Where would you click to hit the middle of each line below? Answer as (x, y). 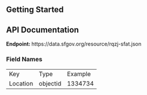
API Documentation (43, 30)
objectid (50, 83)
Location (21, 83)
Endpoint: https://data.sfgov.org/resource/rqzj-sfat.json (74, 44)
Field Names (24, 60)
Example (79, 74)
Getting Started (35, 10)
